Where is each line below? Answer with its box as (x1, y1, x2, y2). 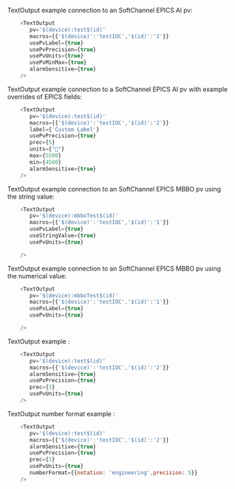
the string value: (7, 192, 55, 201)
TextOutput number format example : (7, 409, 115, 418)
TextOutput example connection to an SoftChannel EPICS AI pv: (7, 6, 193, 14)
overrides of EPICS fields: (7, 92, 83, 101)
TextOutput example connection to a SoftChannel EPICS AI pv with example (7, 85, 228, 93)
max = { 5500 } (29, 152, 62, 159)
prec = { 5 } (29, 139, 55, 146)
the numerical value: (7, 271, 67, 280)
